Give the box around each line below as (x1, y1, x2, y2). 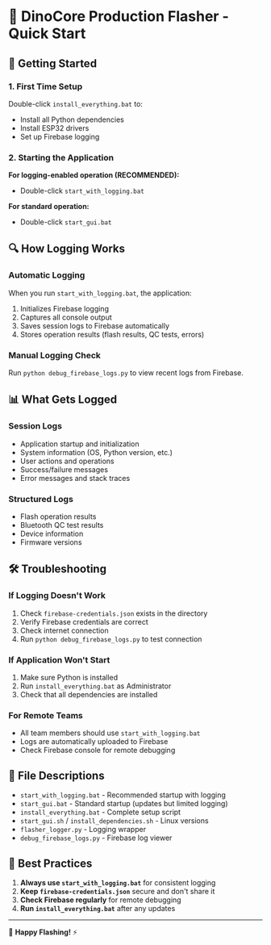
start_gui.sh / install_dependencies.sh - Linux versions (19, 816, 209, 826)
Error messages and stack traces (19, 473, 131, 483)
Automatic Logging (8, 270, 85, 281)
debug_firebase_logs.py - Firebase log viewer (19, 833, 173, 843)
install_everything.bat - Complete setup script (19, 807, 181, 817)
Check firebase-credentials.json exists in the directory (19, 608, 208, 618)
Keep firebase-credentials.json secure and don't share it (19, 887, 215, 897)
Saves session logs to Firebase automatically (19, 320, 170, 330)
